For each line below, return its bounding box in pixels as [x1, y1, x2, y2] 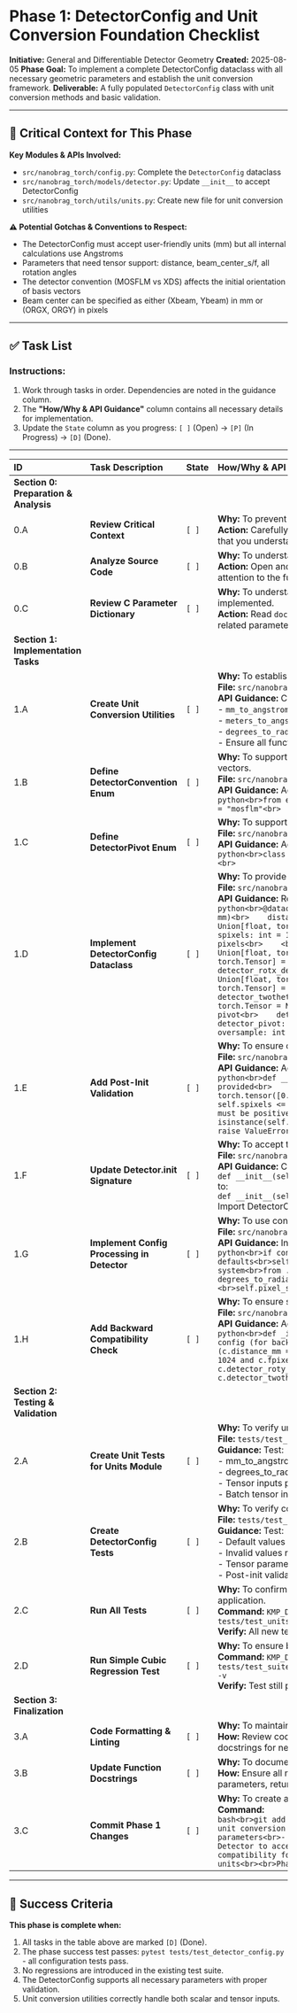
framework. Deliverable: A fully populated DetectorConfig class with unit [9, 82, 275, 93]
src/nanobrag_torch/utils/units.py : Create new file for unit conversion [21, 195, 284, 205]
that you [217, 535, 252, 547]
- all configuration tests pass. [21, 1955, 129, 1967]
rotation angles [21, 267, 77, 277]
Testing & [13, 1397, 55, 1409]
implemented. [217, 597, 275, 609]
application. [217, 1594, 267, 1607]
